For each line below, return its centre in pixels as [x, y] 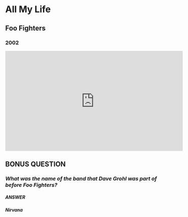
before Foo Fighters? [31, 185]
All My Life [28, 9]
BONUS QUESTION [35, 164]
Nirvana [14, 210]
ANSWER [15, 197]
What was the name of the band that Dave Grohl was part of [81, 179]
